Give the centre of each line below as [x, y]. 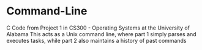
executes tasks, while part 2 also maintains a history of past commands [96, 40]
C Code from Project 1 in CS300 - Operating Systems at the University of [98, 28]
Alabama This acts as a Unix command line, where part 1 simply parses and [102, 34]
